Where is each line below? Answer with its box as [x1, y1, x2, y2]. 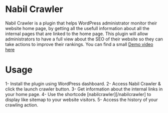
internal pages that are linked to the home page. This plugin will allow [5, 30, 148, 36]
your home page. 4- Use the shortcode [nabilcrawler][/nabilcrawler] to [5, 91, 151, 97]
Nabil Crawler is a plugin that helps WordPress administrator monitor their [5, 20, 157, 26]
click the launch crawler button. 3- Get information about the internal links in [5, 86, 163, 92]
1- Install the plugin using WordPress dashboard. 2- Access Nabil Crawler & [5, 80, 161, 86]
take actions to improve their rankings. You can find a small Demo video [5, 41, 153, 47]
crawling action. [5, 101, 39, 108]
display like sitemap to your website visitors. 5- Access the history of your [5, 96, 158, 102]
